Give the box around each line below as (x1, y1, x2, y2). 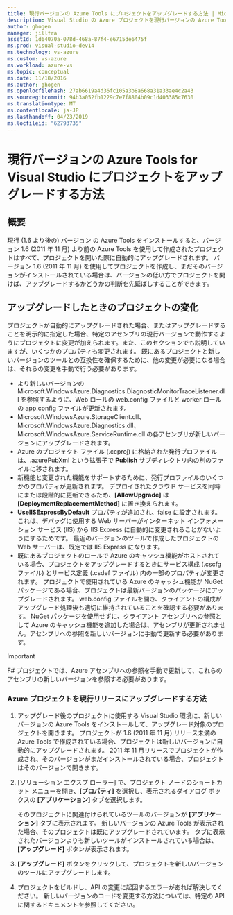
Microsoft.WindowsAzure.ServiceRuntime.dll (17, 430, 146, 438)
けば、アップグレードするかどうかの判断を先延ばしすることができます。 (7, 279, 214, 288)
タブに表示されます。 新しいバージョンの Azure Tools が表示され (40, 819, 224, 827)
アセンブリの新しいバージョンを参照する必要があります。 (7, 675, 171, 683)
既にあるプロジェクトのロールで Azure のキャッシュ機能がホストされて (17, 551, 221, 560)
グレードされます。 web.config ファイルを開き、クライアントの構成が (23, 595, 222, 604)
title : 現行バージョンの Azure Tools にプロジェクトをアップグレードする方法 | (7, 10, 215, 17)
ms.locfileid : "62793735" (7, 119, 82, 127)
